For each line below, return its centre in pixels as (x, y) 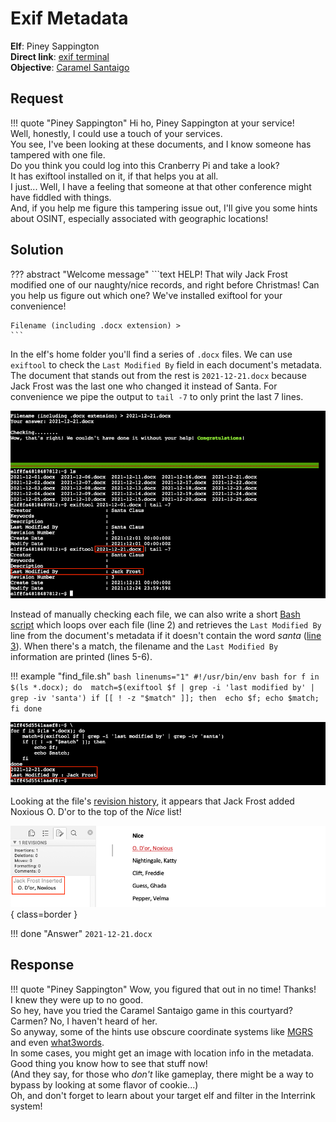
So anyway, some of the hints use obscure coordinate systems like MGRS (161, 1031)
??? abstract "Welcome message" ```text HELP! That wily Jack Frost (149, 274)
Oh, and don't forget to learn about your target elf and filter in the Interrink (163, 1095)
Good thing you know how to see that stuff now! (109, 1063)
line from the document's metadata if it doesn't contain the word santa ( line (166, 635)
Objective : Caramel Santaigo (70, 67)
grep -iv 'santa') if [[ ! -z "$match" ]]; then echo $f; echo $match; (165, 698)
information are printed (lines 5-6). (81, 656)
